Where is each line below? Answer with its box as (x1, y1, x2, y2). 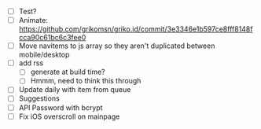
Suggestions (18, 94, 60, 103)
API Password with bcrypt (18, 102, 103, 112)
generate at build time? (30, 67, 105, 77)
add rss (18, 58, 44, 68)
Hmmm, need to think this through (30, 76, 142, 86)
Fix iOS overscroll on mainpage (18, 112, 120, 121)
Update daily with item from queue (18, 85, 131, 94)
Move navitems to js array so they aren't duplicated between (18, 41, 215, 50)
